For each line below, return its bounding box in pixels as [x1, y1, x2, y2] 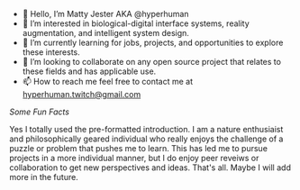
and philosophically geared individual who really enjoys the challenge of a [9, 133, 284, 144]
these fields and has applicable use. [22, 66, 157, 77]
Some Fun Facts [9, 106, 70, 117]
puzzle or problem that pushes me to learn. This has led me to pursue [9, 143, 268, 153]
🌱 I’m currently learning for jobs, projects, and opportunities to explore [22, 37, 284, 48]
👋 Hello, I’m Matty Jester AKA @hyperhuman [22, 9, 189, 19]
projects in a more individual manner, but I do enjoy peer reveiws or [9, 153, 259, 163]
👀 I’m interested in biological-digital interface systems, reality [22, 18, 250, 29]
